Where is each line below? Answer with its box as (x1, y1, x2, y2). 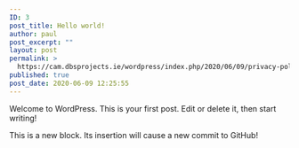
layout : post (9, 46, 58, 55)
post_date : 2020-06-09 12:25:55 (9, 79, 129, 88)
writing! (9, 113, 37, 123)
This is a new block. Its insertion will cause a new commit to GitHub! (9, 129, 259, 140)
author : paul (9, 29, 58, 38)
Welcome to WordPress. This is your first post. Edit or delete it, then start (9, 103, 277, 113)
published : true (9, 71, 69, 80)
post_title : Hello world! (9, 21, 105, 30)
